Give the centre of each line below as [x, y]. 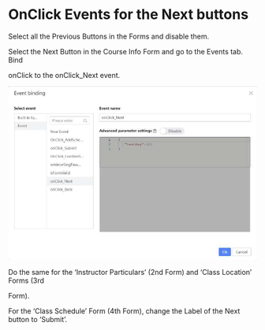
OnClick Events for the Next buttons [129, 15]
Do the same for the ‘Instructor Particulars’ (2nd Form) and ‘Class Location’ [130, 273]
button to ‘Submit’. [38, 320]
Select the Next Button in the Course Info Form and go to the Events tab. [125, 51]
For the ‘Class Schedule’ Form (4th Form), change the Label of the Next [124, 311]
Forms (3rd [26, 280]
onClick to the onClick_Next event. [64, 75]
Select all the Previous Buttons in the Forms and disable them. [109, 36]
